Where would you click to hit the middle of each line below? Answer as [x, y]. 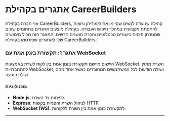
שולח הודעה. [17, 75]
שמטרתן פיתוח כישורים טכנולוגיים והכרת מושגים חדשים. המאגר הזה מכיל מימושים [83, 34]
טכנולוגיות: [16, 86]
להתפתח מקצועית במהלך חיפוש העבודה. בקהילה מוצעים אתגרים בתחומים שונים [81, 28]
